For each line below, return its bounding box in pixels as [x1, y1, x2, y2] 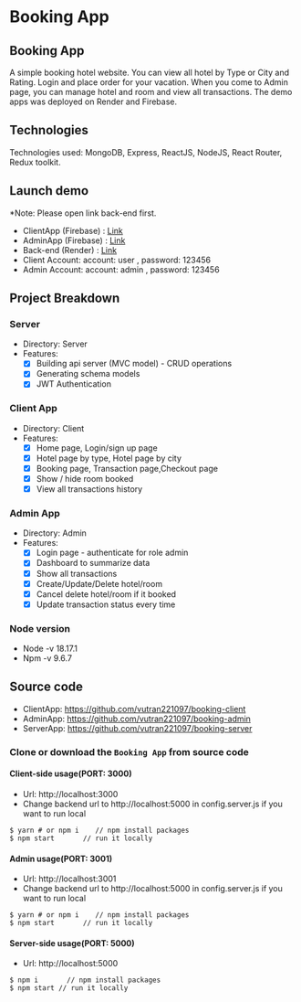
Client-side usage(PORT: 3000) [9, 768, 132, 779]
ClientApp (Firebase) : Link [22, 225, 123, 236]
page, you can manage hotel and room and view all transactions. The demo [9, 87, 293, 97]
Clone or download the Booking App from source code [9, 745, 249, 758]
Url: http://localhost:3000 [22, 789, 119, 800]
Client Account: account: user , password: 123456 [22, 254, 212, 265]
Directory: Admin [22, 528, 87, 538]
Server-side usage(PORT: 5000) [9, 937, 135, 948]
